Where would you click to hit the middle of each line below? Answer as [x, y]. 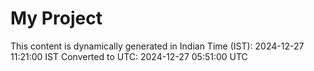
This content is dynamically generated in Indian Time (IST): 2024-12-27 [157, 46]
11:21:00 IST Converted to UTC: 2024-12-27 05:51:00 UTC [129, 56]
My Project [56, 18]
